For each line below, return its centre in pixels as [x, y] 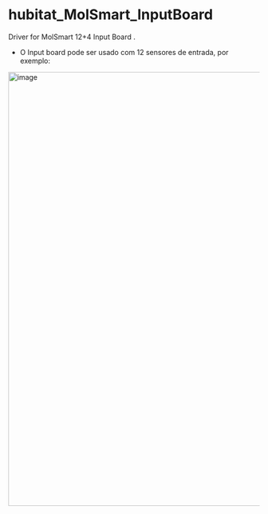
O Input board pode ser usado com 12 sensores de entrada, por [124, 52]
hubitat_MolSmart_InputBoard [111, 15]
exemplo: [35, 61]
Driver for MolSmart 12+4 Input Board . [72, 37]
